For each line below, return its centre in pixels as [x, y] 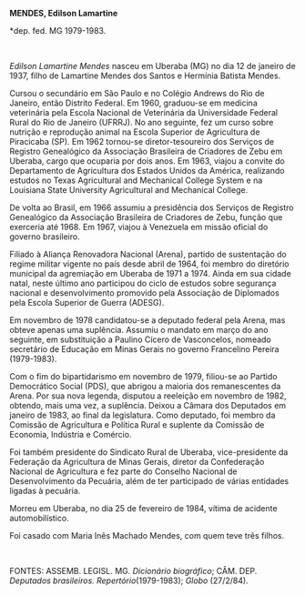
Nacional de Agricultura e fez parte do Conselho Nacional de [124, 471]
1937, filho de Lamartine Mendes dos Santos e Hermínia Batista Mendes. [145, 76]
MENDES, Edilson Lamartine [64, 13]
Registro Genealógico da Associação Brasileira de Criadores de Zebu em [146, 151]
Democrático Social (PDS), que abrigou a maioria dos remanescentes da [145, 386]
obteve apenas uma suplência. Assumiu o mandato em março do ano [139, 330]
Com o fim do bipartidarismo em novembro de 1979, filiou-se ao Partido [143, 376]
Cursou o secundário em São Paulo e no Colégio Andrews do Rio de [137, 93]
